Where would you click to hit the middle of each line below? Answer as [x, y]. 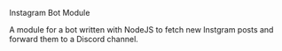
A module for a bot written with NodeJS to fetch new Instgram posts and [141, 29]
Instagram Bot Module [50, 13]
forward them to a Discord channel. [74, 39]
